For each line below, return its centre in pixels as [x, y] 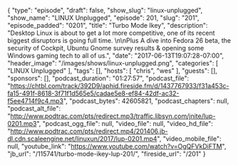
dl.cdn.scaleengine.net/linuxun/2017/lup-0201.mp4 [82, 139]
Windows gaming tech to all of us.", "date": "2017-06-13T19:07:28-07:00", [116, 55]
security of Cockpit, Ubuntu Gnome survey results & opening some [106, 48]
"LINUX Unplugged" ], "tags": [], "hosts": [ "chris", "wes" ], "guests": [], [112, 71]
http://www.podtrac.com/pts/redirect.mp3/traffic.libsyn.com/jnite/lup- [113, 116]
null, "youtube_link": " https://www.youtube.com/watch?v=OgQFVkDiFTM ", [117, 146]
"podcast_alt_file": [34, 108]
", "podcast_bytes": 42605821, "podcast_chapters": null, [146, 101]
